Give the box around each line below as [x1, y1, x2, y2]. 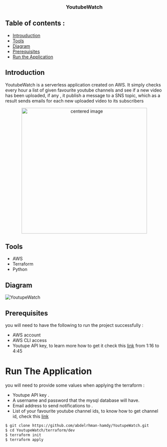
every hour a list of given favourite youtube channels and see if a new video [5, 87, 162, 93]
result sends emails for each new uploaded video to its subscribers [5, 98, 144, 104]
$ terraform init [5, 432, 42, 437]
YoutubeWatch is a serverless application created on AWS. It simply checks [5, 81, 161, 87]
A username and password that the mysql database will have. [12, 397, 140, 403]
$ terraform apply [5, 437, 44, 442]
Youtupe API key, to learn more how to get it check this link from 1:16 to [12, 342, 159, 348]
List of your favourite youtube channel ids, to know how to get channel [12, 408, 158, 414]
